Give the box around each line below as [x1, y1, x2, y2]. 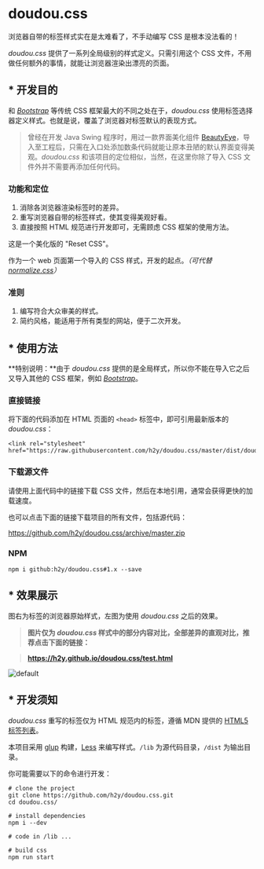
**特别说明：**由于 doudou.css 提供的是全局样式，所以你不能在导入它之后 [8, 364, 250, 373]
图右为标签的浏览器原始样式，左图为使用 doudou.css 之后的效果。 [8, 610, 222, 621]
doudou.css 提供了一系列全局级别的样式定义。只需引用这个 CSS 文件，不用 [8, 48, 252, 57]
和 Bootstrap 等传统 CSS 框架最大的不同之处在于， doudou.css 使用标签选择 [8, 105, 253, 115]
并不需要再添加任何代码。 [41, 162, 124, 171]
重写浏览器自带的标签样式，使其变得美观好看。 [19, 213, 171, 222]
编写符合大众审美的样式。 [19, 306, 103, 316]
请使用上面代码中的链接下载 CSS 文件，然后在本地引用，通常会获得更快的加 [8, 486, 254, 495]
